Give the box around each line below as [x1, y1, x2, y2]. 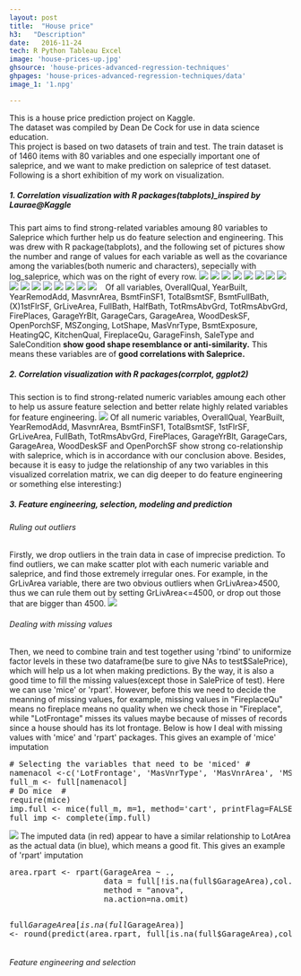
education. [9, 131, 49, 142]
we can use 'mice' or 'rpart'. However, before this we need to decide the [9, 684, 276, 695]
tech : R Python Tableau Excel [9, 47, 123, 56]
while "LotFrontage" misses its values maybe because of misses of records [9, 713, 288, 724]
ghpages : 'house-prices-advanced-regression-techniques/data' [9, 72, 246, 81]
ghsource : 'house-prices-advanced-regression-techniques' [9, 64, 230, 73]
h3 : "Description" [9, 30, 87, 39]
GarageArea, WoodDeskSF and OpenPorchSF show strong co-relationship [9, 440, 284, 451]
